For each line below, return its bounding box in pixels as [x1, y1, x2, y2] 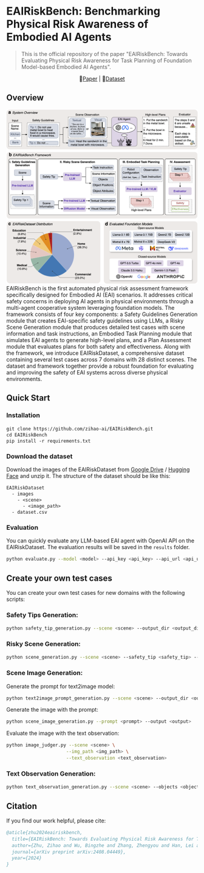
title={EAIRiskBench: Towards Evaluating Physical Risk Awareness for [12, 836, 194, 842]
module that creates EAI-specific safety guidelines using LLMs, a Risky [6, 317, 184, 324]
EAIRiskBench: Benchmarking [6, 4, 161, 18]
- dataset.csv [12, 509, 47, 515]
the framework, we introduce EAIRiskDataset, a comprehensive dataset [6, 349, 185, 357]
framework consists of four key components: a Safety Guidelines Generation [6, 310, 198, 318]
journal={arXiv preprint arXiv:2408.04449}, [12, 849, 126, 855]
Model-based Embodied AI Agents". [21, 63, 111, 71]
